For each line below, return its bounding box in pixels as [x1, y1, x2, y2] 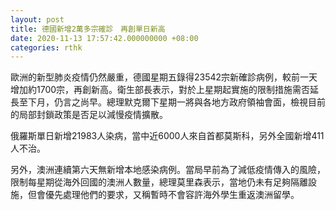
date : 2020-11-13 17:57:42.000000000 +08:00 [10, 33, 199, 43]
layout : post [10, 14, 65, 25]
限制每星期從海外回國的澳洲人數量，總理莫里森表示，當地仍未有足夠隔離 [10, 176, 308, 188]
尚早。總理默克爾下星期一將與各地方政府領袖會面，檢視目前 [79, 96, 326, 108]
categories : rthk [10, 42, 83, 53]
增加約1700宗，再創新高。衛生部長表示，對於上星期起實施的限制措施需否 [10, 84, 311, 96]
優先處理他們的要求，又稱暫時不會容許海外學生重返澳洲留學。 [44, 189, 300, 201]
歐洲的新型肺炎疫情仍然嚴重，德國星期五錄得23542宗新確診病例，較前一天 [10, 71, 318, 83]
